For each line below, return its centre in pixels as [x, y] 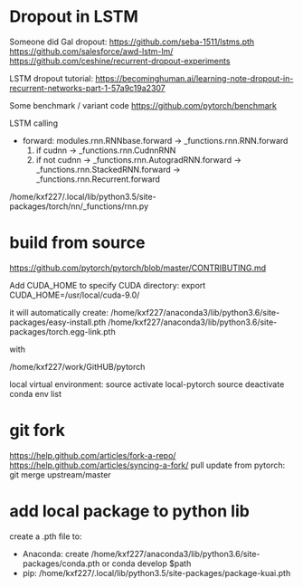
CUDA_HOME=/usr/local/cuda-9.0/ [75, 295]
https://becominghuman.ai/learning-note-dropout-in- [194, 78]
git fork [37, 431]
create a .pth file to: [46, 536]
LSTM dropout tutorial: [51, 78]
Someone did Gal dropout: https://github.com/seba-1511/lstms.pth [132, 42]
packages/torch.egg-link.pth [62, 331]
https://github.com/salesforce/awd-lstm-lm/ [91, 51]
